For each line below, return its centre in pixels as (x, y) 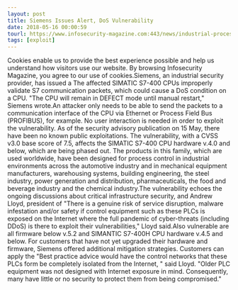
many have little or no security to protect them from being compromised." (114, 279)
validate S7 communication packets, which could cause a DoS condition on (117, 91)
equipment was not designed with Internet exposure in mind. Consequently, (118, 272)
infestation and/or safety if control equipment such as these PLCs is (106, 211)
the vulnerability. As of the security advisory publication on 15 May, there (114, 128)
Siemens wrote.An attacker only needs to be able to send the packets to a (115, 106)
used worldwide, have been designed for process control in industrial (109, 158)
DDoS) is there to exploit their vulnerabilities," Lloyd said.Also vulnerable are (118, 226)
